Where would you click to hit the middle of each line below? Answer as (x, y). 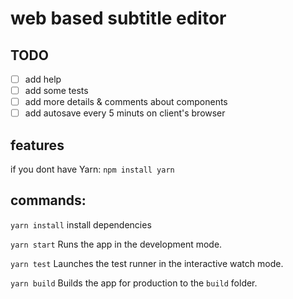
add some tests (56, 91)
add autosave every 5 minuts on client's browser (125, 113)
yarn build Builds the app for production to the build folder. (134, 283)
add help (43, 79)
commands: (48, 200)
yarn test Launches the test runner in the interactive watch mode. (147, 263)
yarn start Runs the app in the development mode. (116, 244)
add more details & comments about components (126, 102)
